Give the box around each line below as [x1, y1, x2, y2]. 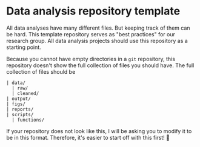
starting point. [6, 44, 41, 51]
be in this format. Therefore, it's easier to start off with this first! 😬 [6, 134, 170, 141]
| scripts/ [6, 111, 34, 117]
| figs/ [6, 101, 26, 107]
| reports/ [6, 106, 34, 113]
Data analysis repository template [6, 4, 181, 18]
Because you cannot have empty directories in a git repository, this [6, 55, 176, 62]
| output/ [6, 96, 32, 102]
